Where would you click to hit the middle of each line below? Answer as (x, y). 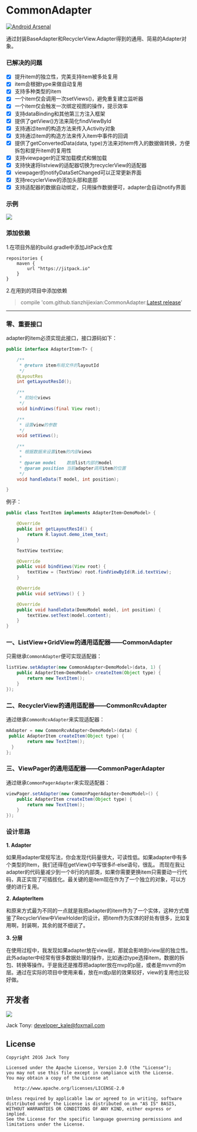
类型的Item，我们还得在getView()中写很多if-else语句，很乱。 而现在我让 (98, 864)
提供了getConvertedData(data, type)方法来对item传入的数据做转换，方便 (102, 143)
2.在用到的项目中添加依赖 (37, 290)
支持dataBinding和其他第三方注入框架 (60, 114)
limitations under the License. (45, 1124)
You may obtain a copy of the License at (57, 1078)
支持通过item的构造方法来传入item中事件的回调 (71, 135)
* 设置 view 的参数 (38, 425)
